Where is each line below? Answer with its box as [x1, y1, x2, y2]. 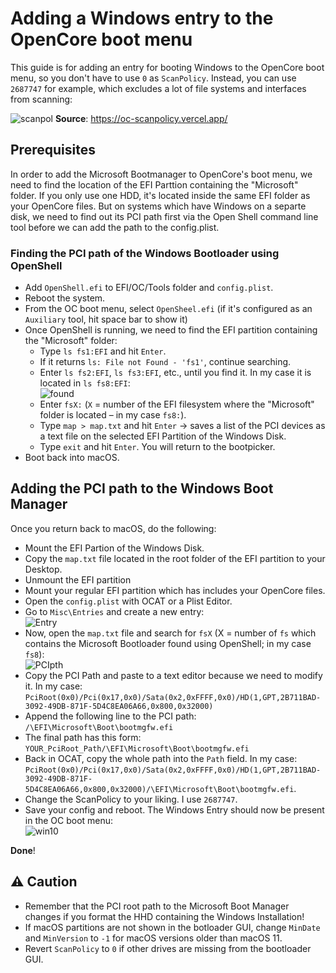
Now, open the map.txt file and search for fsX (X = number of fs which [24, 627, 317, 639]
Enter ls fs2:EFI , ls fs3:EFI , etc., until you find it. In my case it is [39, 367, 312, 379]
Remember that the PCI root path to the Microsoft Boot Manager [24, 900, 290, 912]
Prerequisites [10, 142, 96, 159]
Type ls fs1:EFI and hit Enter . [39, 345, 167, 357]
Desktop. [24, 563, 63, 575]
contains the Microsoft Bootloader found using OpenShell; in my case [24, 637, 312, 649]
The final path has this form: [24, 731, 142, 743]
